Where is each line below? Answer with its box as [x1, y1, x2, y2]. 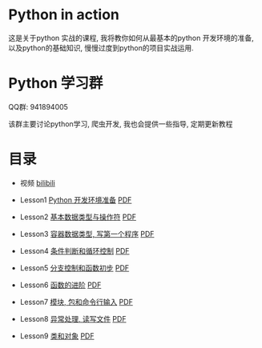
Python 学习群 [8, 74, 103, 93]
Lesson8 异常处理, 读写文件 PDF [19, 314, 127, 323]
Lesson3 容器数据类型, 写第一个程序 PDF [19, 229, 155, 238]
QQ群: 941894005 [8, 102, 68, 111]
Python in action [8, 6, 120, 24]
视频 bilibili [19, 178, 56, 187]
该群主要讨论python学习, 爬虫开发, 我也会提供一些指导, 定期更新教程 [8, 118, 233, 129]
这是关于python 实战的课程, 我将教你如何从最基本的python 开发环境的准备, [8, 33, 254, 42]
